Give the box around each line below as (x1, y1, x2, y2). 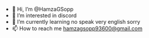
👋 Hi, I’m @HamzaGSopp (11, 6, 74, 12)
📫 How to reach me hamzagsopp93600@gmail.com (11, 25, 143, 32)
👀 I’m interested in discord (11, 12, 77, 19)
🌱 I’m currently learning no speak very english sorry (11, 18, 141, 25)
